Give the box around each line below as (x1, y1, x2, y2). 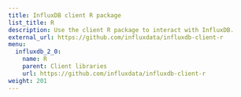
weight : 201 (8, 77, 47, 84)
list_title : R (8, 19, 55, 27)
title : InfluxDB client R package (8, 11, 122, 20)
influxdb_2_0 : (15, 48, 61, 56)
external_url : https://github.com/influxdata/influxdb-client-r (8, 33, 224, 41)
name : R (22, 56, 47, 63)
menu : (8, 41, 26, 48)
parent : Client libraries (22, 63, 108, 70)
